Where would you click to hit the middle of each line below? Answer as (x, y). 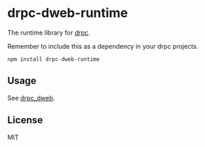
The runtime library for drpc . (49, 33)
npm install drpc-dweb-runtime (54, 59)
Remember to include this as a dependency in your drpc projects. (103, 46)
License (25, 120)
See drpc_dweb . (31, 98)
